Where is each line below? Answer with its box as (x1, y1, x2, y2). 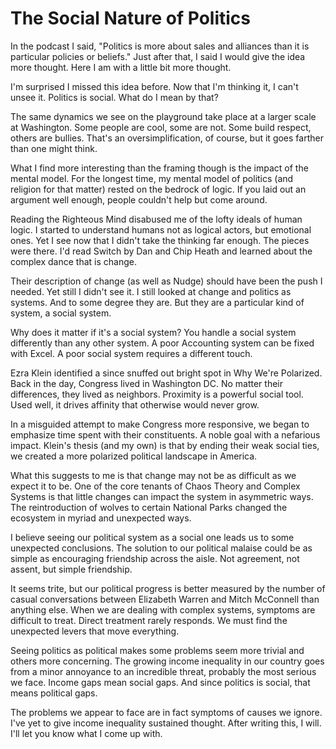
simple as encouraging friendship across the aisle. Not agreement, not (10, 552, 300, 564)
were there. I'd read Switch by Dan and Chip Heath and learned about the (10, 245, 313, 257)
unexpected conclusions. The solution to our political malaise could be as (10, 542, 313, 554)
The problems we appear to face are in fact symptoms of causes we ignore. (10, 706, 323, 718)
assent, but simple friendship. (10, 563, 133, 575)
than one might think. (10, 142, 98, 154)
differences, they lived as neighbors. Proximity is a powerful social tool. (10, 388, 304, 400)
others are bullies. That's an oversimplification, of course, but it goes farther (10, 132, 324, 144)
